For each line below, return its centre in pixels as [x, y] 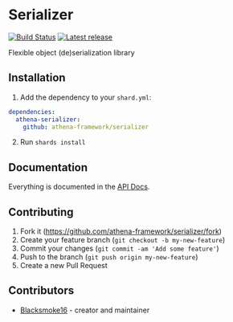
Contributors [41, 291]
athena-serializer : [48, 119]
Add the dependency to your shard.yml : [86, 97]
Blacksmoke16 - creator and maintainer [85, 310]
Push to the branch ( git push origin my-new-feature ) [109, 257]
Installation [37, 78]
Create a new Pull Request [64, 265]
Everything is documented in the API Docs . [79, 187]
